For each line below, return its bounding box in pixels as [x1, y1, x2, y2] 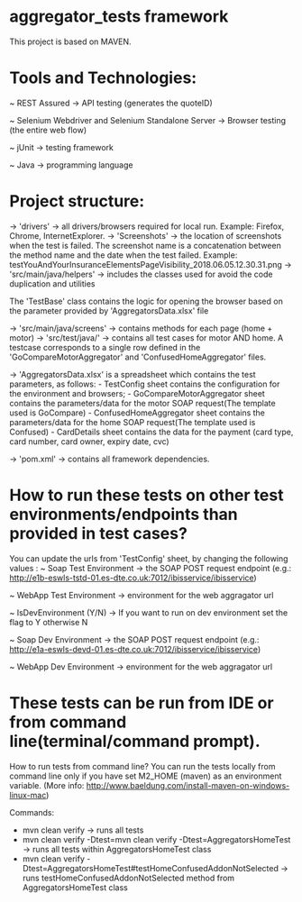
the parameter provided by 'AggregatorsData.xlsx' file [9, 305, 209, 316]
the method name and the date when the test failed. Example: [9, 250, 238, 260]
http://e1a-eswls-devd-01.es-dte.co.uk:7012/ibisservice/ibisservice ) [9, 643, 261, 654]
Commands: [9, 806, 55, 817]
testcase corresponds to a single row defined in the [9, 342, 201, 352]
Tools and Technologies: [9, 68, 197, 88]
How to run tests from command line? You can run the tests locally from [9, 761, 276, 771]
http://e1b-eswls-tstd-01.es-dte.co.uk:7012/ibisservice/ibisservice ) [9, 572, 257, 583]
